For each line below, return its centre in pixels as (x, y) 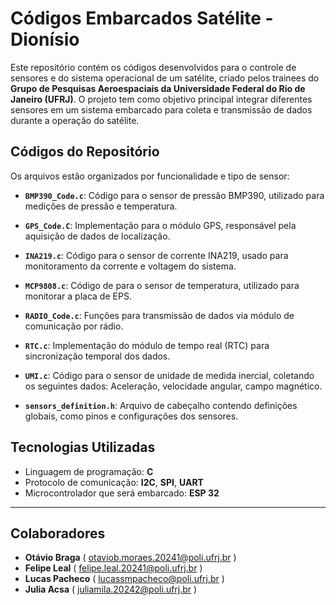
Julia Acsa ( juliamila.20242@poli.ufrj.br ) (111, 589)
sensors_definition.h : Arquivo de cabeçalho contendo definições (161, 405)
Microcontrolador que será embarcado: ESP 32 (122, 493)
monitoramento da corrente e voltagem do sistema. (130, 266)
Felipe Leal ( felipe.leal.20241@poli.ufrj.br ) (113, 568)
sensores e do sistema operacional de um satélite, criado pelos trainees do (165, 78)
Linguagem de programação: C (89, 471)
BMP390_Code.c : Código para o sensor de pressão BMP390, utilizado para (174, 195)
